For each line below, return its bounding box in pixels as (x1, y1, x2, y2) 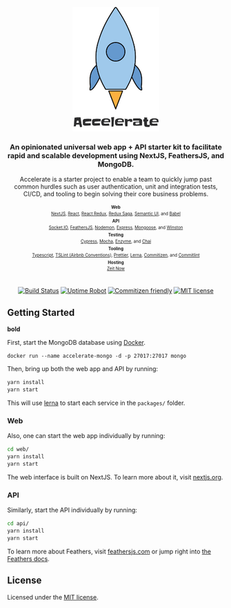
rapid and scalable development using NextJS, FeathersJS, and (7, 151, 225, 160)
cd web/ (7, 446, 30, 453)
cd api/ (7, 520, 30, 527)
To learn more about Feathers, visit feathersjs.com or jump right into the (7, 547, 212, 555)
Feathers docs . (7, 554, 50, 562)
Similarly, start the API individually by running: (7, 506, 138, 514)
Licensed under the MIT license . (7, 593, 99, 601)
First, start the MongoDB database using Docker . (7, 339, 146, 347)
